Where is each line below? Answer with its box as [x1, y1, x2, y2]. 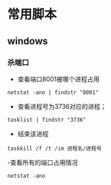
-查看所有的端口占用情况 [7, 158, 79, 167]
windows [7, 35, 48, 47]
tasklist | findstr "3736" [7, 116, 86, 124]
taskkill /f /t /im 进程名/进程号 [7, 145, 102, 152]
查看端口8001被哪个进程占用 [17, 75, 100, 83]
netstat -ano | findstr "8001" [7, 89, 99, 96]
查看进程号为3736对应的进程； [17, 102, 107, 110]
